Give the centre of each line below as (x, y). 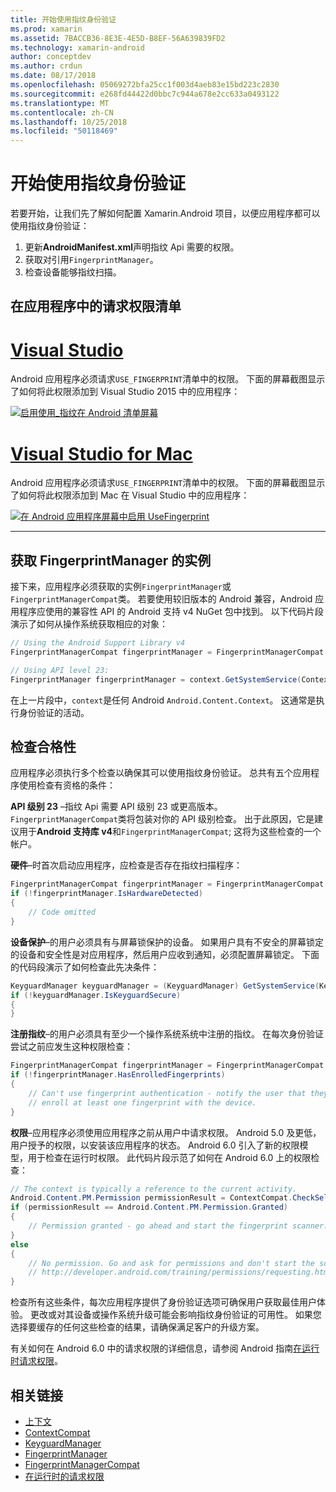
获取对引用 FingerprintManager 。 (91, 260)
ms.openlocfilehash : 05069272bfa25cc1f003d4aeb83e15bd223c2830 (145, 85)
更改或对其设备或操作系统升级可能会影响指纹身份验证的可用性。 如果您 (175, 1315)
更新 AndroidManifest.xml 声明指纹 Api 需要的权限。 (132, 247)
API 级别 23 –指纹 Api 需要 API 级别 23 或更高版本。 (116, 807)
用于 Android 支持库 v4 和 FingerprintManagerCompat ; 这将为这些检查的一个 (170, 832)
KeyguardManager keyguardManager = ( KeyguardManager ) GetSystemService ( (165, 986)
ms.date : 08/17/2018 (53, 76)
